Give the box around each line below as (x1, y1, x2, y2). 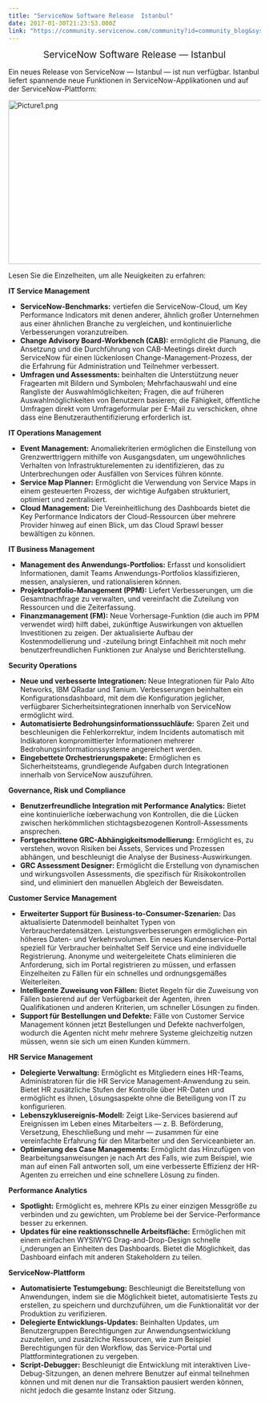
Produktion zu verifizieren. (19, 1309, 108, 1319)
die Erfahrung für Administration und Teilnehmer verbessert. (19, 362, 219, 371)
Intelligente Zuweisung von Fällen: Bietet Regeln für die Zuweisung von (19, 986, 259, 995)
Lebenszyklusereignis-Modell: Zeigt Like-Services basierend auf (19, 1110, 239, 1120)
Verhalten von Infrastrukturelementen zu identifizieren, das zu (19, 460, 225, 470)
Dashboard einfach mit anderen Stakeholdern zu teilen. (19, 1252, 203, 1262)
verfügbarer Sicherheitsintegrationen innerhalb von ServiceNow (19, 702, 232, 712)
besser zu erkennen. (19, 1219, 88, 1228)
